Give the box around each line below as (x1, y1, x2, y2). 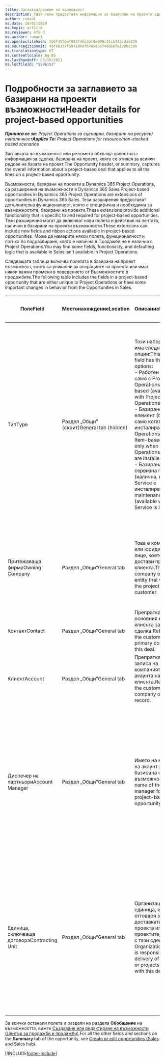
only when (134, 443, 159, 449)
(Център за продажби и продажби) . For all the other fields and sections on (5, 1031, 158, 1036)
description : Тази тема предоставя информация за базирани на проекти (5, 12, 153, 17)
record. (134, 697, 151, 704)
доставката (134, 919, 162, 925)
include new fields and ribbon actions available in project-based (5, 228, 135, 234)
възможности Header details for (5, 104, 141, 115)
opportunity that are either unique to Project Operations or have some (5, 279, 146, 285)
